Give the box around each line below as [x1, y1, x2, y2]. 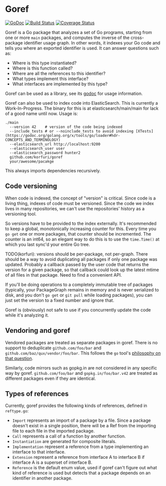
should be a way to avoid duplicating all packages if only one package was [5, 256, 158, 262]
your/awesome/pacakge [9, 159, 54, 164]
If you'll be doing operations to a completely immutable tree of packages [5, 282, 153, 287]
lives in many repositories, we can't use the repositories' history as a [5, 205, 145, 211]
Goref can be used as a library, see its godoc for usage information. [5, 90, 143, 96]
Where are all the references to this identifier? [12, 70, 106, 76]
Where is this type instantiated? [12, 60, 77, 66]
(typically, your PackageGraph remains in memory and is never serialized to [5, 286, 159, 292]
